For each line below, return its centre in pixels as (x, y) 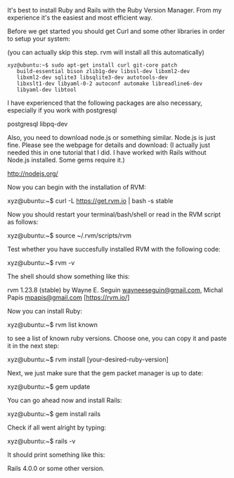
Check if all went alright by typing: (57, 427)
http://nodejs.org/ (33, 174)
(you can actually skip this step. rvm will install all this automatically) (106, 52)
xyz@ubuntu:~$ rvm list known (53, 325)
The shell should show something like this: (69, 276)
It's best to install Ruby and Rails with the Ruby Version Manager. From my (115, 10)
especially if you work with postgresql (62, 110)
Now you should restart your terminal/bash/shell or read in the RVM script (114, 214)
